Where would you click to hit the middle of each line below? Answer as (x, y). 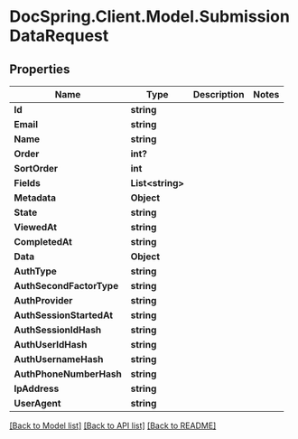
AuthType (35, 271)
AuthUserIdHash (51, 345)
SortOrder (36, 168)
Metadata (35, 198)
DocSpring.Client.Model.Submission (150, 17)
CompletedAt (43, 242)
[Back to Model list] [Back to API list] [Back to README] (113, 425)
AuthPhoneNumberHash (68, 374)
